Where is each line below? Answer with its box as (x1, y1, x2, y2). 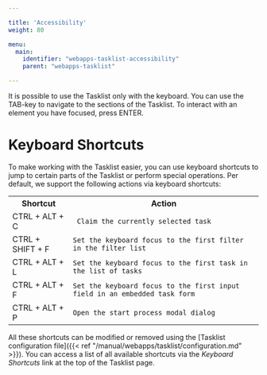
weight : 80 (8, 25, 44, 34)
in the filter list (72, 243, 147, 253)
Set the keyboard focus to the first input (72, 281, 240, 290)
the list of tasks (72, 266, 143, 275)
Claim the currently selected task (76, 216, 212, 226)
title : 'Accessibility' (8, 18, 87, 26)
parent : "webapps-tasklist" (22, 63, 115, 71)
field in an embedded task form (72, 289, 195, 298)
